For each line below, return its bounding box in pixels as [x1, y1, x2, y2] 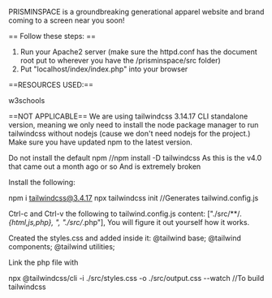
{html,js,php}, [8, 218, 54, 227]
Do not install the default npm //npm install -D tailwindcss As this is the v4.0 [8, 153, 262, 162]
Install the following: [8, 178, 76, 187]
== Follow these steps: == [8, 32, 96, 41]
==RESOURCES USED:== [8, 80, 94, 89]
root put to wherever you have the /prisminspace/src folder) [19, 56, 221, 65]
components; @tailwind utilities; [8, 242, 115, 251]
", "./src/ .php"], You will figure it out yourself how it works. [55, 218, 250, 227]
